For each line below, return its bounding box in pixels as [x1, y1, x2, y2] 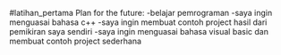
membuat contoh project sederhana [9, 35, 141, 46]
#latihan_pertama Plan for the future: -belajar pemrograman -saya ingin [9, 8, 273, 18]
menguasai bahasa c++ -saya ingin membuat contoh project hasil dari [9, 17, 268, 27]
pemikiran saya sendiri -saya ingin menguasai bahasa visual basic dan [9, 27, 268, 36]
